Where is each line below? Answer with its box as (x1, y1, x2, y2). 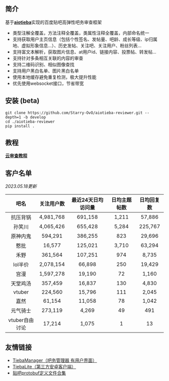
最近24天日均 (71, 196, 104, 203)
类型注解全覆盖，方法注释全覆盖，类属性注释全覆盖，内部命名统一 (12, 30, 149, 36)
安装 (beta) (5, 96, 40, 105)
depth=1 (5, 115, 22, 120)
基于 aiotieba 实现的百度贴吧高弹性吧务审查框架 (5, 19, 102, 25)
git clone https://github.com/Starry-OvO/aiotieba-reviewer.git (5, 110, 143, 115)
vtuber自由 (8, 317, 34, 324)
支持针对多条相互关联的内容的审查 (12, 55, 83, 61)
